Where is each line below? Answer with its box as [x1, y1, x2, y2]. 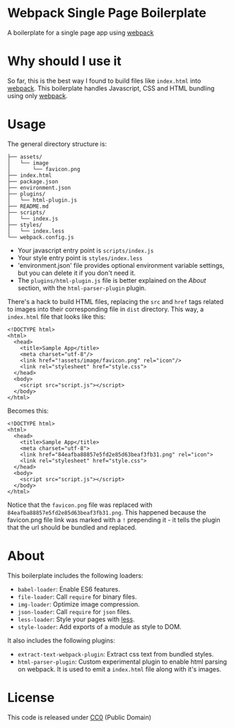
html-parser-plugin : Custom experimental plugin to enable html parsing [17, 657, 228, 666]
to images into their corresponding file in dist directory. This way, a [7, 305, 204, 313]
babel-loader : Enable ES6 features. [17, 585, 120, 593]
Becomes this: [7, 406, 49, 415]
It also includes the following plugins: [7, 636, 115, 645]
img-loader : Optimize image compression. [17, 599, 140, 609]
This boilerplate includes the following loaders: [7, 571, 144, 580]
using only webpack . [7, 91, 69, 100]
